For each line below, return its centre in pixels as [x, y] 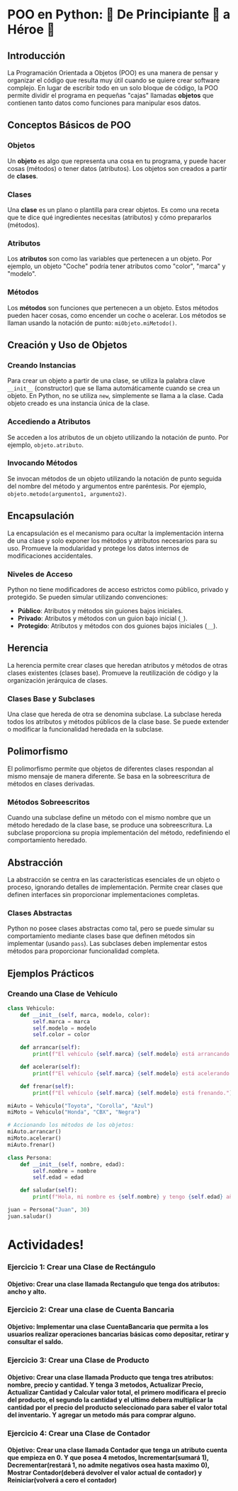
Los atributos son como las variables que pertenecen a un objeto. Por [110, 259]
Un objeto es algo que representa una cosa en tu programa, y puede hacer [117, 161]
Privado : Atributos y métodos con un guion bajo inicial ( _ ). [102, 618]
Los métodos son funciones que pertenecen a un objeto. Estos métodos [113, 307]
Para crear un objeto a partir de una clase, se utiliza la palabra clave [106, 381]
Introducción [36, 56]
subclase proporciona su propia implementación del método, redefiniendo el [119, 832]
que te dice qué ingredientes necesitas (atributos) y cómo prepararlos [109, 217]
